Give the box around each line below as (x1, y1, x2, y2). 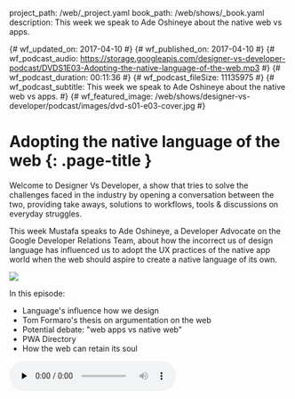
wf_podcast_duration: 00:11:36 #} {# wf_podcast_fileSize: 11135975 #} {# (9, 72, 275, 83)
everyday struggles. (9, 208, 83, 219)
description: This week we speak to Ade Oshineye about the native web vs (9, 17, 283, 28)
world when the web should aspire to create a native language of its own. (9, 254, 278, 265)
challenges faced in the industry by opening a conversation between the (9, 189, 275, 199)
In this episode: (9, 288, 66, 298)
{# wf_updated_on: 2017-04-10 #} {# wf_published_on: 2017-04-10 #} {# (9, 44, 275, 54)
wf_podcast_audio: (9, 53, 78, 63)
